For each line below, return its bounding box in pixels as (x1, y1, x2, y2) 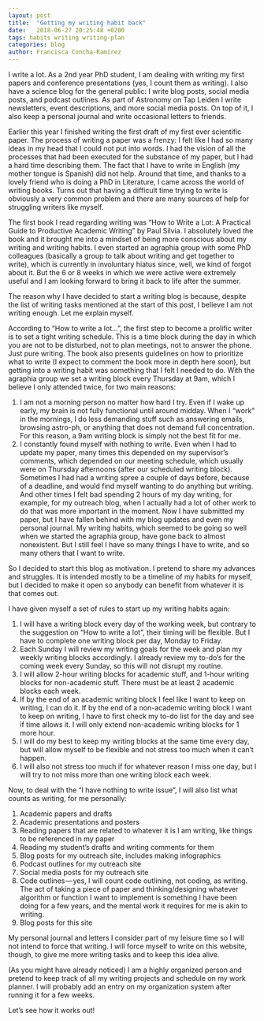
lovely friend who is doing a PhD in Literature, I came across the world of (8, 177, 244, 186)
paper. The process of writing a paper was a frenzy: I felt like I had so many (8, 136, 254, 144)
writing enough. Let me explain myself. (8, 308, 134, 318)
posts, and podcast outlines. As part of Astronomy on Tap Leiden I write (8, 95, 242, 104)
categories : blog (8, 41, 65, 49)
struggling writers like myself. (8, 203, 104, 211)
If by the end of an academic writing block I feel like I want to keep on (19, 695, 246, 704)
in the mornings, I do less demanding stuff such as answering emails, (19, 415, 245, 423)
